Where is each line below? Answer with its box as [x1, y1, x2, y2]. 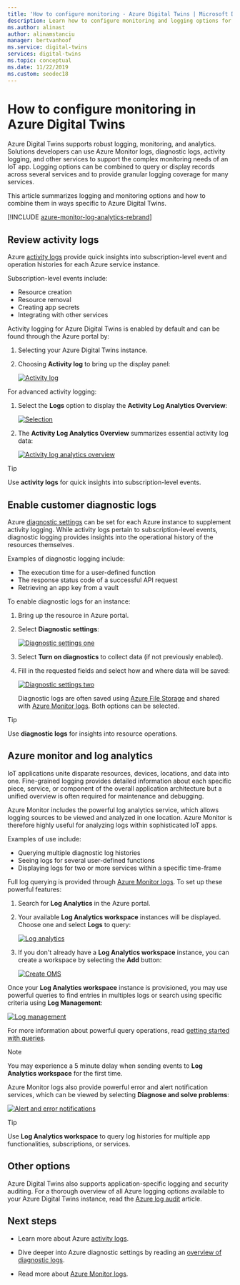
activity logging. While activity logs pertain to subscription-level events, [7, 526, 218, 534]
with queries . [7, 1034, 46, 1042]
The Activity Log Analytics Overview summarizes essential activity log [17, 429, 229, 438]
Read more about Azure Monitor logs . [17, 1269, 129, 1278]
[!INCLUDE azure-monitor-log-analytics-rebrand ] [7, 213, 152, 221]
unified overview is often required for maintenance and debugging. [7, 791, 204, 800]
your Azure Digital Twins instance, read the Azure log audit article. [7, 1194, 202, 1203]
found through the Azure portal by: [7, 332, 109, 341]
